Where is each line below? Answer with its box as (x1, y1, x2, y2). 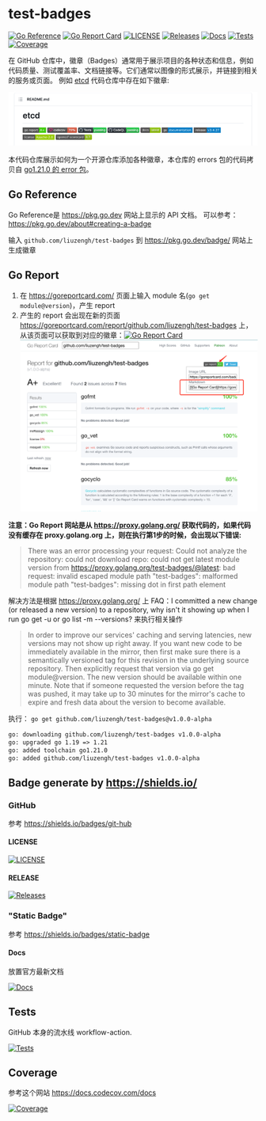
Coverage (8, 1066, 58, 1079)
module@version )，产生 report (19, 300, 116, 310)
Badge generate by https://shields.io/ (8, 776, 198, 789)
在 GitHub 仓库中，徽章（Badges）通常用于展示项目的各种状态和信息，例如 (8, 55, 254, 65)
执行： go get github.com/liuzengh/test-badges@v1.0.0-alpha (8, 714, 212, 724)
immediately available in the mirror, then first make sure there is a (27, 647, 241, 657)
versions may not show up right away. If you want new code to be (27, 639, 243, 648)
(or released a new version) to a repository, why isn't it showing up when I (8, 605, 249, 614)
